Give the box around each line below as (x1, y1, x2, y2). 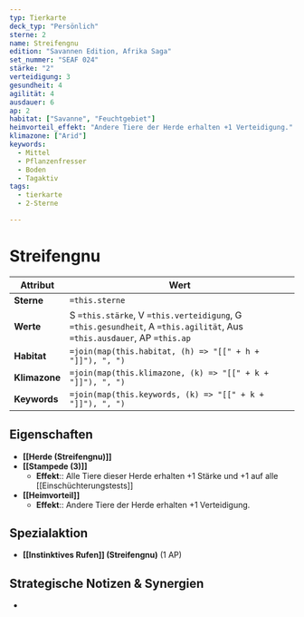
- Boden (17, 165, 47, 174)
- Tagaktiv (17, 173, 59, 182)
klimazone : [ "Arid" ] (9, 132, 88, 141)
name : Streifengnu (9, 38, 79, 48)
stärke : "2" (9, 64, 54, 73)
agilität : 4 (9, 89, 54, 98)
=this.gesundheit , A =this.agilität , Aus (69, 319, 244, 332)
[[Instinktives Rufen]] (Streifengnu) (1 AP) (22, 550, 183, 561)
